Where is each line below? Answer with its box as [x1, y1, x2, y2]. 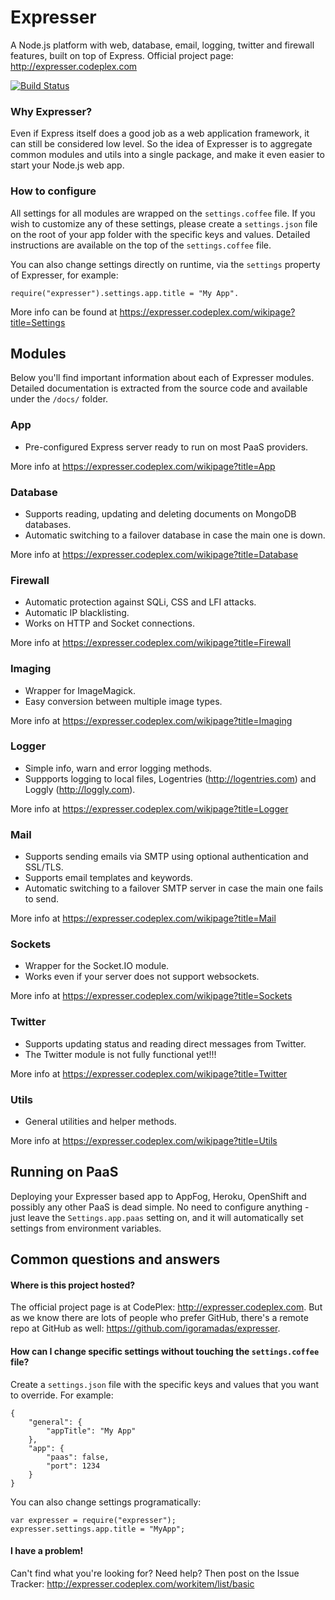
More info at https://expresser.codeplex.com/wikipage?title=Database [10, 548, 299, 560]
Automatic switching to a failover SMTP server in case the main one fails [24, 882, 324, 895]
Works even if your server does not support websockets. [24, 971, 260, 983]
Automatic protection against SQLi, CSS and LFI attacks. [24, 596, 257, 608]
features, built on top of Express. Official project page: [10, 49, 234, 61]
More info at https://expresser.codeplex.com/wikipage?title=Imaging [10, 714, 293, 726]
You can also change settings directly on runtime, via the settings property [10, 258, 321, 270]
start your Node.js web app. [10, 159, 125, 171]
